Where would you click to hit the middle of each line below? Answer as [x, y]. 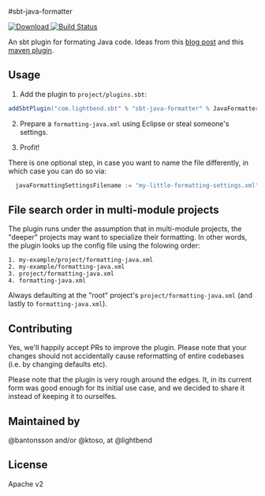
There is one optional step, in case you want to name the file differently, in [129, 162]
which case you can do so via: [58, 171]
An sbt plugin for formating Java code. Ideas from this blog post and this [126, 42]
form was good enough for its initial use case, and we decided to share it [127, 388]
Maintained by [44, 421]
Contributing [40, 328]
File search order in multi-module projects [114, 209]
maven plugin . [31, 50]
